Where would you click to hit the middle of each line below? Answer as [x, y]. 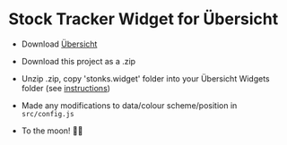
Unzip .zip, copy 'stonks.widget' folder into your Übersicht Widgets [145, 78]
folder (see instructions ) [66, 88]
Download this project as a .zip [78, 61]
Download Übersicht [59, 44]
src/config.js [48, 114]
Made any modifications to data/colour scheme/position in [129, 105]
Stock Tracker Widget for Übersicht [143, 19]
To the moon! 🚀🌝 [52, 131]
